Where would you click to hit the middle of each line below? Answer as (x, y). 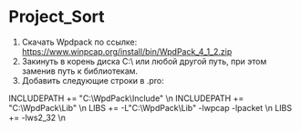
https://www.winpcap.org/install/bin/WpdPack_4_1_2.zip (127, 51)
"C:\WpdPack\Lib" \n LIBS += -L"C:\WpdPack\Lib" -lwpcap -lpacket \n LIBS (150, 107)
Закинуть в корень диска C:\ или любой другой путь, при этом (144, 61)
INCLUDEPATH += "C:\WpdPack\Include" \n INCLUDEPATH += (126, 98)
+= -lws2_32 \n (37, 117)
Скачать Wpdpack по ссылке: (79, 42)
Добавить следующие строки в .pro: (93, 80)
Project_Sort (57, 17)
